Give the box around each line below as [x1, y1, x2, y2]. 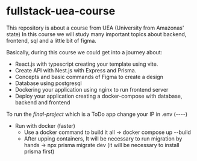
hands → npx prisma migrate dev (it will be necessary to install [23, 141, 180, 148]
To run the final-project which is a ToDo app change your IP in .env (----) [6, 110, 188, 118]
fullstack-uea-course [6, 4, 116, 18]
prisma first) [23, 148, 55, 155]
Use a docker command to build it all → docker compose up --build [23, 128, 191, 136]
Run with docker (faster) [14, 122, 75, 129]
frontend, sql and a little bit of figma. [6, 37, 96, 44]
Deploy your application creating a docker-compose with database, [14, 92, 183, 99]
